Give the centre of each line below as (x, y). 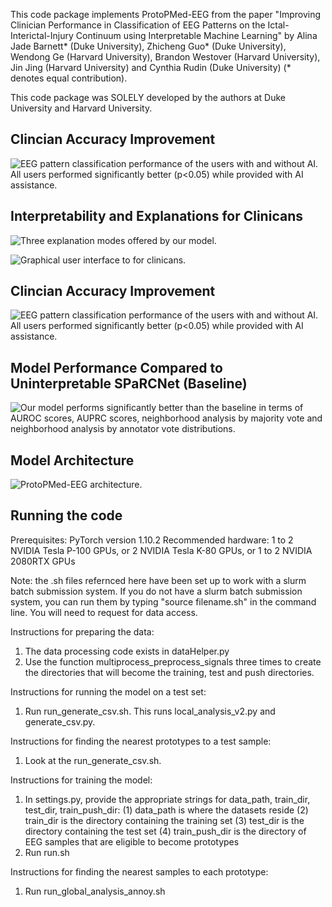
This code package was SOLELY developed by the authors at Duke (148, 97)
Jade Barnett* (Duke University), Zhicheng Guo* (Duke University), (148, 46)
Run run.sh (47, 852)
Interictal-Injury (42, 35)
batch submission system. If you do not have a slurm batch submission (156, 591)
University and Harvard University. (81, 108)
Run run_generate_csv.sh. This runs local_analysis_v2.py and (150, 711)
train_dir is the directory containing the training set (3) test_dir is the (164, 820)
